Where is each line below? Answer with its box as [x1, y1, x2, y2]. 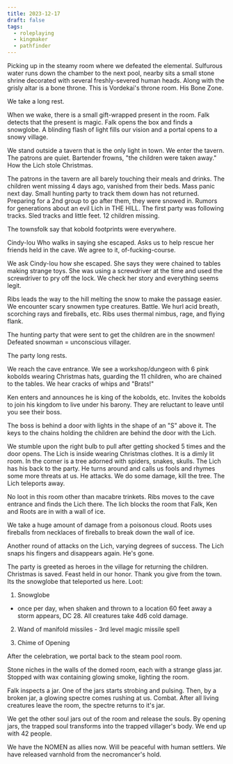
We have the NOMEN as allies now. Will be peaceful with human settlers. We [7, 743, 227, 751]
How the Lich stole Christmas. [7, 161, 93, 169]
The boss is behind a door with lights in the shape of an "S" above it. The [7, 421, 217, 430]
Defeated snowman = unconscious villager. [7, 338, 131, 346]
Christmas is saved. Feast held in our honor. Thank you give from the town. [7, 570, 223, 578]
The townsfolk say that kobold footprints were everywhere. [7, 225, 177, 233]
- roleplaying [13, 29, 54, 37]
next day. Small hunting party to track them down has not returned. [7, 189, 200, 197]
